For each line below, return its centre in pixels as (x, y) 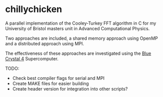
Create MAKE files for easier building (51, 83)
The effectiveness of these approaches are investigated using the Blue (78, 53)
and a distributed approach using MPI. (45, 43)
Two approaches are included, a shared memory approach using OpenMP (81, 38)
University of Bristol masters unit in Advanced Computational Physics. (77, 28)
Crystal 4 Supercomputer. (32, 58)
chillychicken (34, 9)
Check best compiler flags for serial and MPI (58, 78)
